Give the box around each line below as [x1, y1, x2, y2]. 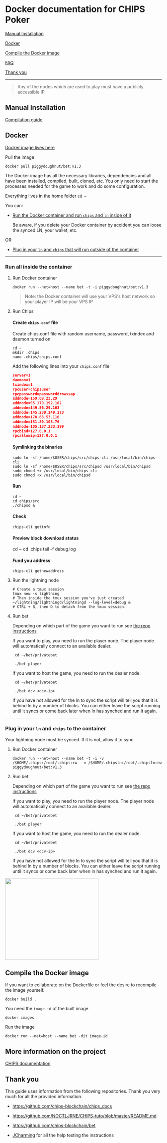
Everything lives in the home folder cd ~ [5, 193, 87, 199]
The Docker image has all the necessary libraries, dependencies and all [5, 172, 152, 178]
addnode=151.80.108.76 [12, 419, 60, 424]
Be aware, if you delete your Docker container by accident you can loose [12, 222, 162, 228]
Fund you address [12, 558, 51, 564]
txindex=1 [12, 382, 33, 387]
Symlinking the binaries [12, 444, 63, 450]
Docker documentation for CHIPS [5, 3, 146, 15]
